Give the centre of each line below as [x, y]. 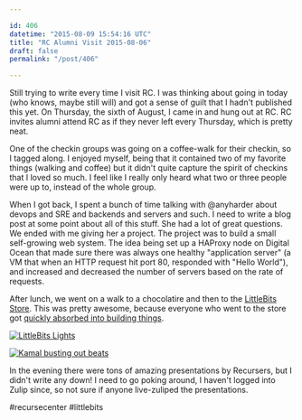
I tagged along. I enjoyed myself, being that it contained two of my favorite [148, 158]
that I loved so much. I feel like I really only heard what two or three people [148, 178]
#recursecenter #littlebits [57, 407]
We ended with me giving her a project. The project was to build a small [143, 233]
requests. [27, 282]
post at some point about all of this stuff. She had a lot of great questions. [146, 224]
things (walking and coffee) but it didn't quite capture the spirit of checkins [149, 168]
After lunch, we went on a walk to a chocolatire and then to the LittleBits [143, 299]
